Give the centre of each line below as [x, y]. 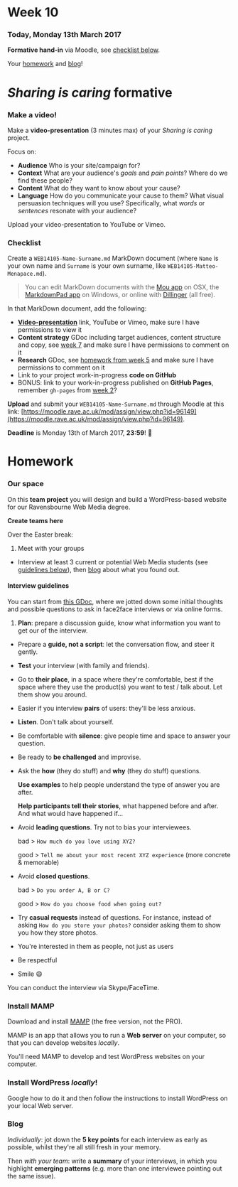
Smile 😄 [30, 974]
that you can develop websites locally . [63, 1043]
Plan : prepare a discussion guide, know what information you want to [119, 623]
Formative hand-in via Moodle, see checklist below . [84, 50]
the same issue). [32, 1176]
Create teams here [36, 520]
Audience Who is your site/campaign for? [79, 165]
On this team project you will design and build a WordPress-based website [117, 499]
